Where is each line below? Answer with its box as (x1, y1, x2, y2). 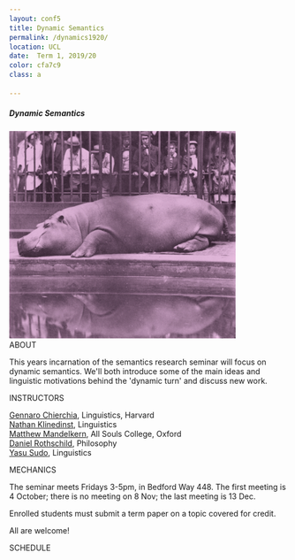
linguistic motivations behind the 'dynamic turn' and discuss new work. (9, 376, 268, 387)
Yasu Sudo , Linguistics (9, 448, 92, 458)
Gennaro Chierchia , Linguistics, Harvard (9, 410, 155, 420)
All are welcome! (9, 525, 70, 536)
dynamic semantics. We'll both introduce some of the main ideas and (9, 366, 261, 377)
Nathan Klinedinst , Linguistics (9, 419, 117, 430)
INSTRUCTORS (9, 393, 64, 403)
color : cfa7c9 (9, 61, 62, 70)
